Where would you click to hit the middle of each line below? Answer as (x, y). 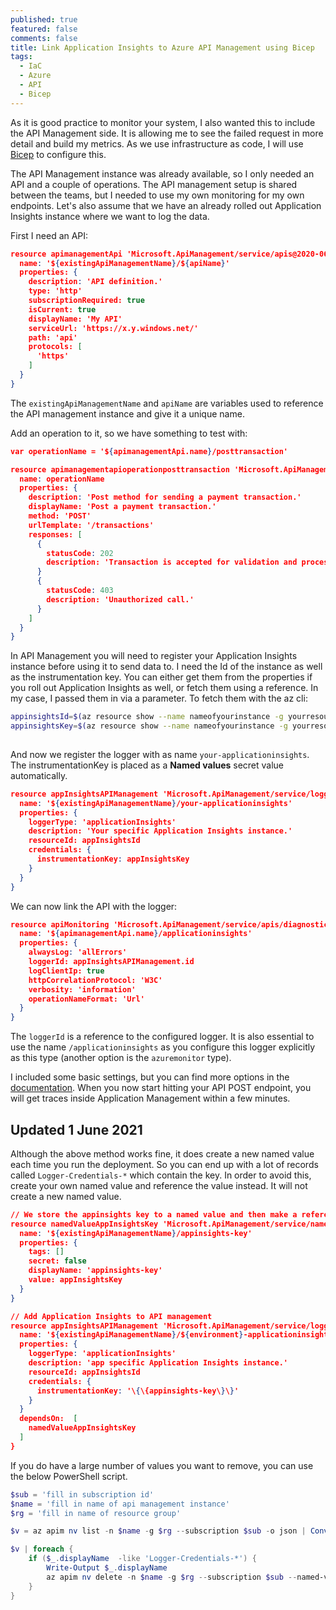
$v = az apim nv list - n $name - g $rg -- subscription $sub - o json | (158, 1531)
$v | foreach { (42, 1549)
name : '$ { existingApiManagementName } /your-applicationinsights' (156, 803)
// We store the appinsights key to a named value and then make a (154, 1214)
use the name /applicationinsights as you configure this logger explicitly (163, 1047)
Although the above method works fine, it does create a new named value (162, 1153)
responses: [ (55, 534)
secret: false (57, 1261)
